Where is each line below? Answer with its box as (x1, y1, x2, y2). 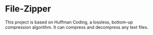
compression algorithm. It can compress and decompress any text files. (5, 24, 149, 30)
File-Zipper (5, 3, 51, 14)
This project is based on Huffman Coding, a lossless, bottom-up (5, 19, 133, 25)
